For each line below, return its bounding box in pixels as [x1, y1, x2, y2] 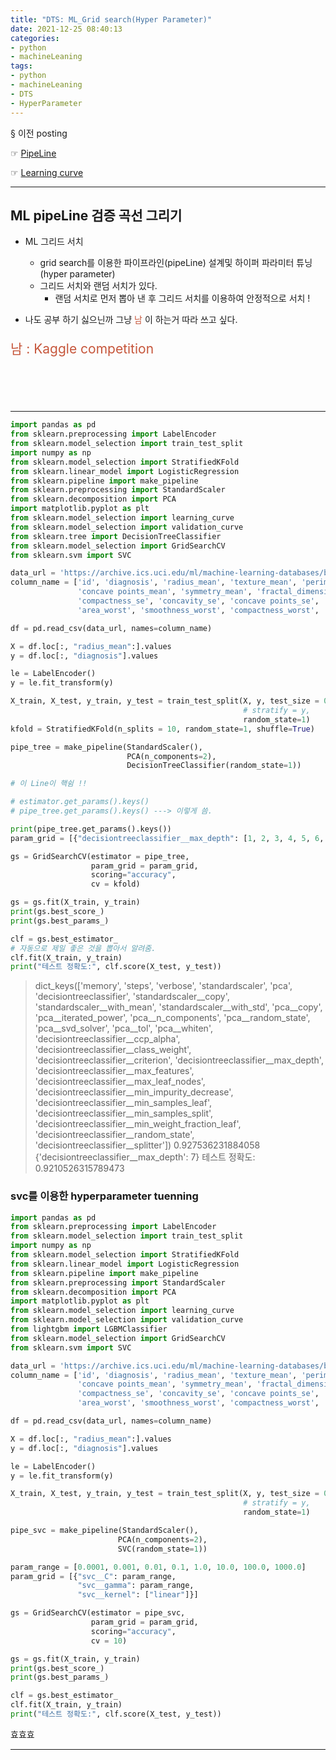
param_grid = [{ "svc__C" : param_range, [10, 1571, 177, 1581]
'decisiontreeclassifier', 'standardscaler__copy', [34, 991, 230, 1003]
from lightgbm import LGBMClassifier [10, 1324, 168, 1335]
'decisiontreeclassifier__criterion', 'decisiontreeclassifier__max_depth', [34, 1054, 324, 1066]
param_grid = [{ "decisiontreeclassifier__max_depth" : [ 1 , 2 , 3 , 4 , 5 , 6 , [10, 833, 325, 843]
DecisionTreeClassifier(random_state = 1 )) [126, 761, 302, 771]
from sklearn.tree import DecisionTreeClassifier [10, 531, 222, 541]
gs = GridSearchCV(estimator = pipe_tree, [10, 851, 190, 861]
